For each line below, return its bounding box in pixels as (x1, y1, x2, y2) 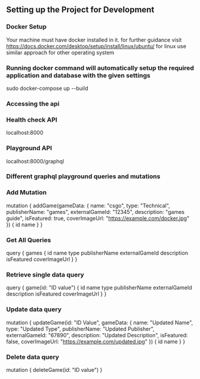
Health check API (6, 116, 58, 124)
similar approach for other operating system (6, 49, 115, 56)
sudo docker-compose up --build (6, 85, 88, 92)
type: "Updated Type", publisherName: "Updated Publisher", (6, 325, 155, 333)
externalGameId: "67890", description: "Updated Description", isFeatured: (6, 331, 188, 338)
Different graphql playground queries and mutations (6, 172, 161, 181)
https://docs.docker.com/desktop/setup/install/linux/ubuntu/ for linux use (6, 42, 187, 49)
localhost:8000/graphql (6, 157, 64, 164)
